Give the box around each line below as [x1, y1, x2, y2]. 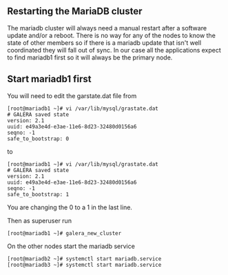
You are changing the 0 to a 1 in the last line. [7, 203, 133, 211]
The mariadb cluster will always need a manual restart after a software [7, 23, 207, 32]
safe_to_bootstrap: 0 [7, 135, 70, 142]
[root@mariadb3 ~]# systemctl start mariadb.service [7, 261, 162, 268]
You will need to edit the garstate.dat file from [7, 91, 137, 99]
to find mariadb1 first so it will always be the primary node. [7, 53, 173, 61]
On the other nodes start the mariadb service [7, 242, 136, 250]
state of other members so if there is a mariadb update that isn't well [7, 38, 202, 47]
